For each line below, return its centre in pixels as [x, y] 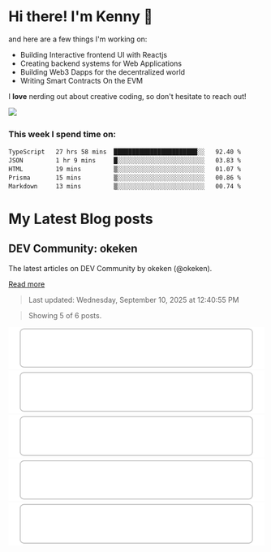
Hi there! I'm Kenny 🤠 [81, 17]
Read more [27, 284]
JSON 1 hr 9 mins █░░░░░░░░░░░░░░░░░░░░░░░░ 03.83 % [125, 161]
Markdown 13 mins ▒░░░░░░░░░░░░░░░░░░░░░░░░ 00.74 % [125, 186]
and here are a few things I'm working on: [78, 39]
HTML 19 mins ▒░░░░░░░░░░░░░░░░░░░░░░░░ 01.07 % [125, 169]
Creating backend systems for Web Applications [101, 63]
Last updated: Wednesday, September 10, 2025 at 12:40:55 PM [133, 300]
